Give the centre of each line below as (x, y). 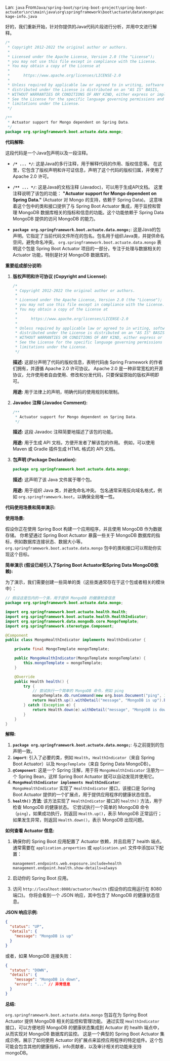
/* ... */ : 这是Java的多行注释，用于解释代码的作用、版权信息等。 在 (85, 164)
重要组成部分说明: (24, 265)
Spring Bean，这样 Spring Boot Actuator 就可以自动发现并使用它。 (88, 776)
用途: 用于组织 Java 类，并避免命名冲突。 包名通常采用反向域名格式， (85, 490)
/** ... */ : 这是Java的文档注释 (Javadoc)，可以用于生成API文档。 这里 (88, 187)
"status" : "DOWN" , (29, 970)
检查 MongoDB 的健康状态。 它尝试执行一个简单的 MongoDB (76, 807)
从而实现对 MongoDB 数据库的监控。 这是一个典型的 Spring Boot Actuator (82, 1034)
